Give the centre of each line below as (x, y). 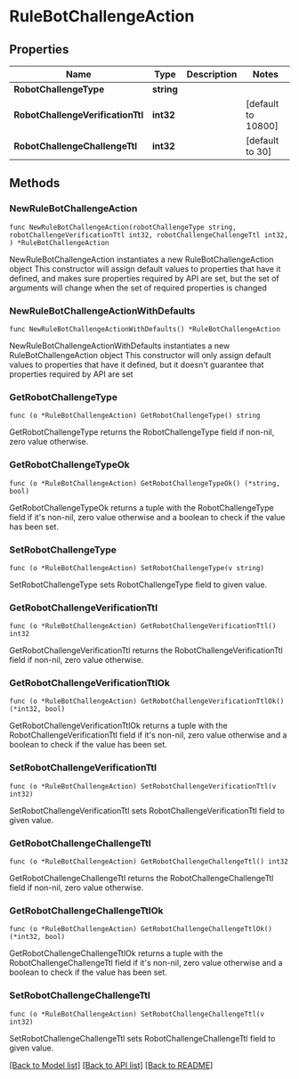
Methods (35, 183)
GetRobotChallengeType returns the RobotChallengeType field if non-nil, (142, 432)
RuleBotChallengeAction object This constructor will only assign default (140, 355)
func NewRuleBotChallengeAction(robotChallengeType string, (123, 227)
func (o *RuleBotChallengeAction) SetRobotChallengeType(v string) (137, 568)
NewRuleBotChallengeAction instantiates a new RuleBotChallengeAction (141, 259)
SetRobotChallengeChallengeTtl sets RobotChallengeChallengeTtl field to (142, 1038)
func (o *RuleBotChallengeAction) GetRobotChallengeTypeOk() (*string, (145, 483)
